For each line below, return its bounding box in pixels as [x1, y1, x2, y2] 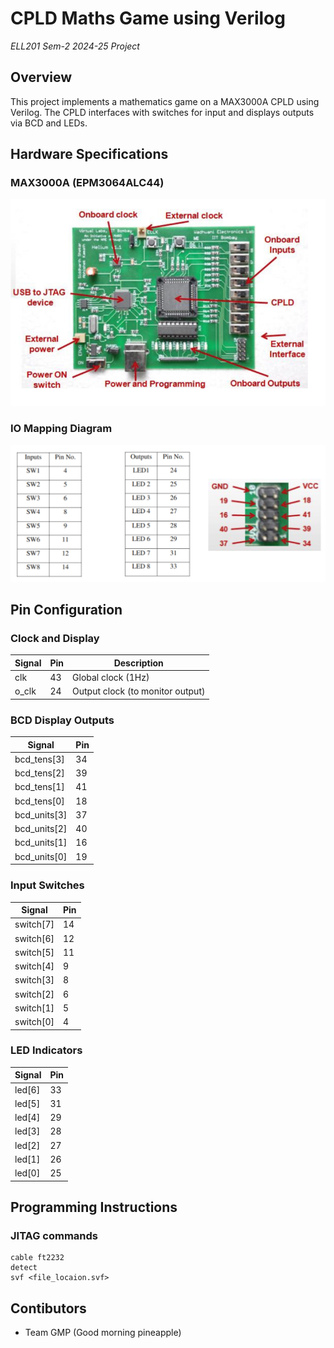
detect [10, 1263, 38, 1273]
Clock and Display [10, 632, 100, 646]
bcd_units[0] [14, 850, 68, 862]
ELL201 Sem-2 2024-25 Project [10, 40, 140, 52]
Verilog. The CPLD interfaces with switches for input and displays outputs [10, 106, 315, 118]
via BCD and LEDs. [10, 117, 88, 129]
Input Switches [10, 878, 85, 892]
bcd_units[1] [14, 837, 68, 849]
